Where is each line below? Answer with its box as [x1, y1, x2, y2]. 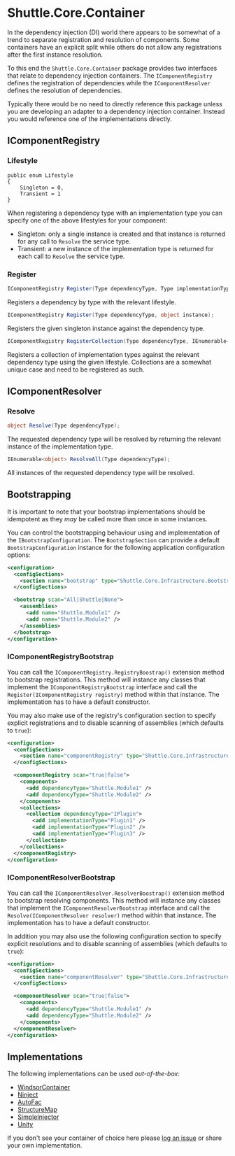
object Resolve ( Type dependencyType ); [7, 422, 120, 430]
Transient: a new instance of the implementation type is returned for [17, 244, 214, 253]
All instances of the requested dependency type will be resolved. [7, 468, 194, 477]
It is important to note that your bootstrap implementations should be [7, 507, 206, 516]
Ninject [17, 1090, 38, 1099]
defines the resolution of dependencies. [7, 86, 122, 94]
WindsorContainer [17, 1083, 71, 1092]
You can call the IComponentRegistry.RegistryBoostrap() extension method [7, 668, 225, 676]
